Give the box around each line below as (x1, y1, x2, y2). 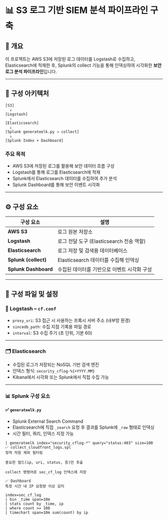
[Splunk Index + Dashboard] (5, 138, 64, 143)
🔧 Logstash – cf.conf (5, 305, 56, 312)
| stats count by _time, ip (5, 501, 64, 506)
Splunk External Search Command (12, 418, 83, 424)
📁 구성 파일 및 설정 (5, 290, 58, 298)
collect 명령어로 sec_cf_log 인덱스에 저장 (5, 470, 86, 475)
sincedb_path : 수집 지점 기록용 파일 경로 (12, 323, 91, 329)
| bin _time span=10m (5, 497, 50, 502)
